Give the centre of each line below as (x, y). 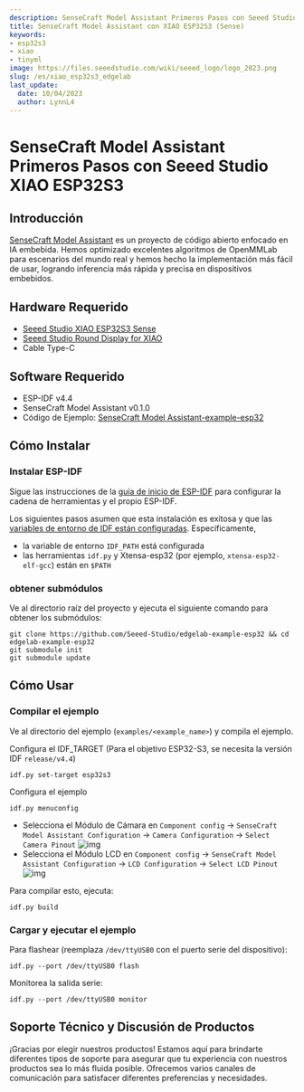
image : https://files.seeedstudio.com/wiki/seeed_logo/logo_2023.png (143, 69)
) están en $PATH (81, 565)
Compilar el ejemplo (54, 711)
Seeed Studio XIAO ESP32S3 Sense (89, 329)
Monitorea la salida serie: (56, 983)
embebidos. (32, 279)
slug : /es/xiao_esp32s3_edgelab (70, 77)
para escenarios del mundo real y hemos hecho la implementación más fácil (151, 260)
